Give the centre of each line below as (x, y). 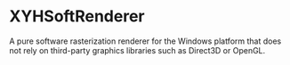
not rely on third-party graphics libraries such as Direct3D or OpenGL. (137, 50)
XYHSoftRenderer (77, 16)
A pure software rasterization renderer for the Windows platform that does (145, 41)
